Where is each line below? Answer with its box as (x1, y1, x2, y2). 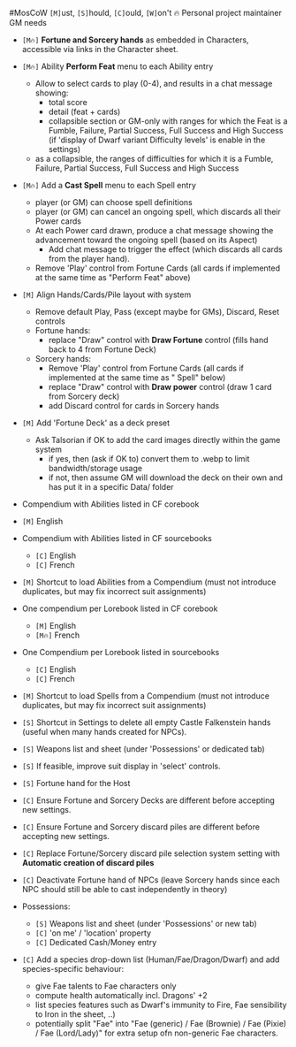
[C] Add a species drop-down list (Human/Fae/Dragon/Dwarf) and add (21, 954, 280, 965)
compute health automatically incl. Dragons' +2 (34, 990, 208, 1000)
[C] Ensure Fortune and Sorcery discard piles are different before (21, 822, 261, 832)
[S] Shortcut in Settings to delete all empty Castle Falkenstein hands (21, 717, 271, 728)
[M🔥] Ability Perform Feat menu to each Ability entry (21, 61, 214, 72)
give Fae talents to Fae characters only (34, 981, 177, 991)
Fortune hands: (34, 325, 91, 335)
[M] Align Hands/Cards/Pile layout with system (21, 289, 192, 300)
